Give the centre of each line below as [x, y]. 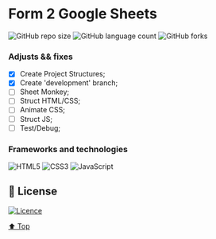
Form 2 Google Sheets [83, 14]
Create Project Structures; [62, 74]
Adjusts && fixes [40, 57]
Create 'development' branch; [69, 83]
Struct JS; [36, 119]
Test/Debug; [40, 127]
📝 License [33, 192]
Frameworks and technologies [68, 149]
